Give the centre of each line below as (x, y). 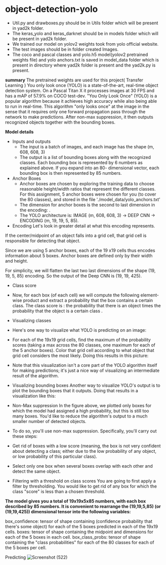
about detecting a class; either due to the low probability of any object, (84, 451)
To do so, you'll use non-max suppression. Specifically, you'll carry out (84, 431)
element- (150, 295)
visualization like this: (34, 396)
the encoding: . (35, 210)
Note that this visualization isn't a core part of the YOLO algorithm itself (84, 365)
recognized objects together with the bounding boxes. (60, 122)
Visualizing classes (32, 320)
